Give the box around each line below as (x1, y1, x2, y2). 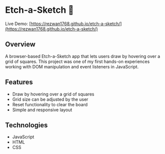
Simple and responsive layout (12, 107, 72, 113)
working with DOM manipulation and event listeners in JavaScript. (5, 63, 139, 69)
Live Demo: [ (5, 21, 31, 27)
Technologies (5, 121, 48, 129)
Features (5, 78, 33, 87)
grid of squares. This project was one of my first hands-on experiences (5, 59, 150, 64)
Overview (5, 40, 36, 49)
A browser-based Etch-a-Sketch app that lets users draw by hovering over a (5, 53, 161, 59)
